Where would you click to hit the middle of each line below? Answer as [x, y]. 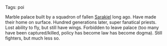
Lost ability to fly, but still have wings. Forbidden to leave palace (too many [82, 27]
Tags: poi [15, 7]
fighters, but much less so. [32, 38]
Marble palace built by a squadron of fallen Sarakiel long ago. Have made [81, 17]
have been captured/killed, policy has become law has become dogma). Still [84, 33]
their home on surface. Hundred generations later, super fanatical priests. [81, 22]
